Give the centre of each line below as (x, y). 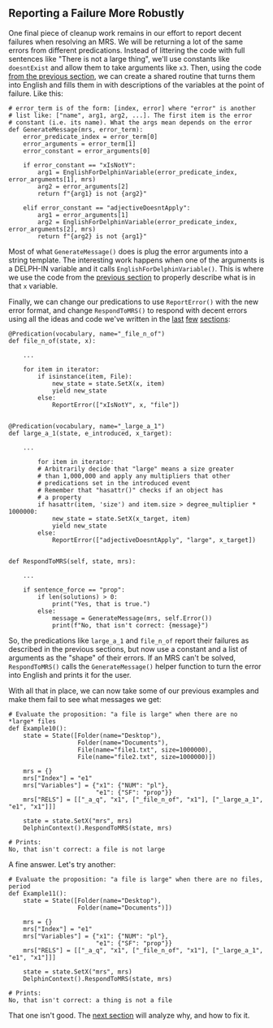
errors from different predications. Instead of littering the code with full (127, 50)
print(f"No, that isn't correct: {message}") (130, 625)
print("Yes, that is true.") (101, 604)
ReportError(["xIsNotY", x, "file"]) (116, 405)
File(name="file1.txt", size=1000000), (145, 750)
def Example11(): (38, 893)
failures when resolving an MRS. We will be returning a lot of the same (126, 41)
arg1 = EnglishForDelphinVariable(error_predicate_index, (138, 172)
